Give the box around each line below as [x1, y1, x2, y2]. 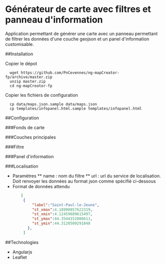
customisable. [5, 41, 34, 47]
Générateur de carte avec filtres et [5, 3, 151, 15]
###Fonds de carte [5, 124, 45, 130]
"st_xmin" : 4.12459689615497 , [31, 212, 93, 217]
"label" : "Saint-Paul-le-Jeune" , [31, 202, 99, 208]
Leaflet [12, 254, 27, 260]
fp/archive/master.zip [5, 74, 52, 79]
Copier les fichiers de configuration [5, 92, 78, 98]
